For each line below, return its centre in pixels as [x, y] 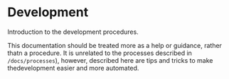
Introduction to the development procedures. [73, 32]
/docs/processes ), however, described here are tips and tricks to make [110, 60]
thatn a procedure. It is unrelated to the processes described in [100, 53]
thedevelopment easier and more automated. [73, 68]
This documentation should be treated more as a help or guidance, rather [115, 45]
